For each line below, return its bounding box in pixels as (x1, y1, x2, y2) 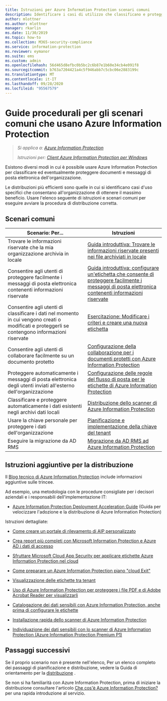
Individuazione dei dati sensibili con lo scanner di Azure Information (12, 626, 152, 632)
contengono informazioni (7, 329, 67, 336)
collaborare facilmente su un (7, 352, 75, 359)
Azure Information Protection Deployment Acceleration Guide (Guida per (12, 503, 161, 510)
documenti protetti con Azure (87, 355, 156, 362)
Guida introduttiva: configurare (87, 265, 159, 272)
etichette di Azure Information (87, 382, 158, 389)
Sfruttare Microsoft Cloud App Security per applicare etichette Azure (12, 553, 154, 559)
